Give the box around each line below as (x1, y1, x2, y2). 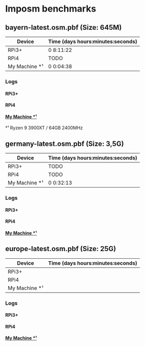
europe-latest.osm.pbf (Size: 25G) (5, 245, 116, 253)
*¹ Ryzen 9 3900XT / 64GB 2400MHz (5, 125, 83, 131)
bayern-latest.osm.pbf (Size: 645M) (5, 23, 122, 32)
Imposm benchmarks (5, 3, 96, 15)
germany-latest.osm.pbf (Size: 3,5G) (5, 139, 124, 148)
